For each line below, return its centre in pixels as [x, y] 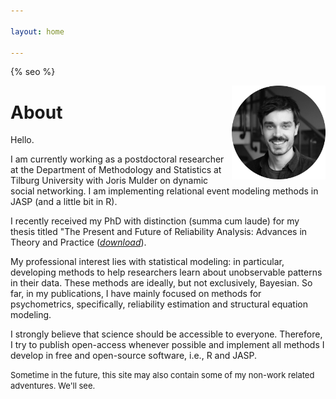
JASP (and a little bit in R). [64, 202]
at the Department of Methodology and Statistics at [116, 170]
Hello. [22, 140]
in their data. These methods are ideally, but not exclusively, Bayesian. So [161, 283]
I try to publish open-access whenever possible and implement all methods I [167, 345]
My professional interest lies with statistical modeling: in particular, [147, 262]
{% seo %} [33, 72]
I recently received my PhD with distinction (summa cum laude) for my [155, 221]
